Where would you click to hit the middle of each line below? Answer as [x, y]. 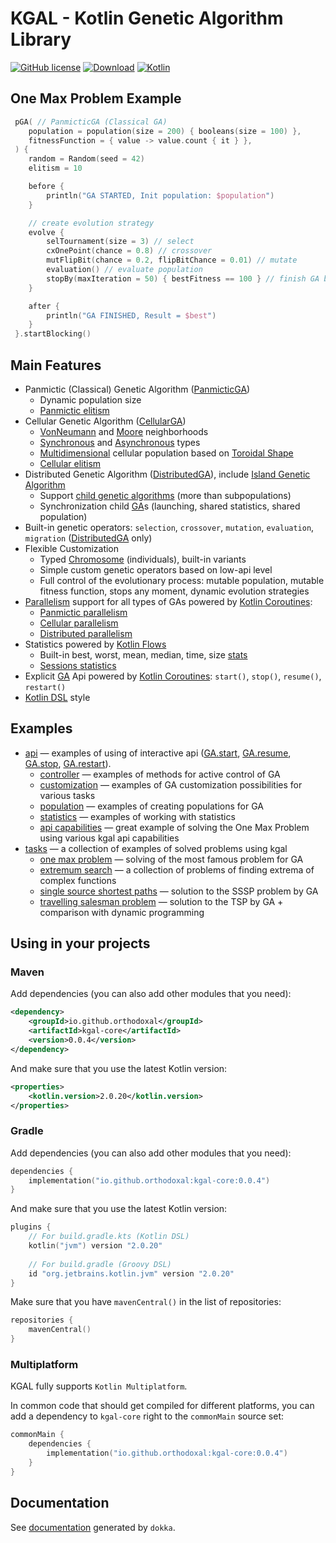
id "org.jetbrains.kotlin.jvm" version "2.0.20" [131, 1273]
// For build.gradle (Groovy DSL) [100, 1264]
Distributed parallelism [86, 633]
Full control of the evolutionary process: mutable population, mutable [182, 580]
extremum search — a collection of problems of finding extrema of [177, 869]
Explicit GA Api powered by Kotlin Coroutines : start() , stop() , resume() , [173, 676]
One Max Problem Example [96, 98]
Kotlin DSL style [57, 697]
